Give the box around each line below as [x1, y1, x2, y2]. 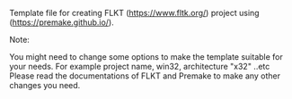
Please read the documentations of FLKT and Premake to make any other [9, 70, 281, 81]
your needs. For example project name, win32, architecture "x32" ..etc [9, 62, 270, 71]
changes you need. [9, 80, 81, 90]
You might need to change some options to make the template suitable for [9, 52, 283, 62]
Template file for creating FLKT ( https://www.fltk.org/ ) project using [9, 8, 260, 18]
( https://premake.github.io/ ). [9, 17, 114, 28]
